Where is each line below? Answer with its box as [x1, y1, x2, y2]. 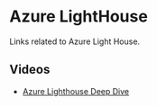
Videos [9, 62, 51, 77]
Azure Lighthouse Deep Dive [22, 85, 129, 96]
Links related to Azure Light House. [9, 36, 141, 47]
